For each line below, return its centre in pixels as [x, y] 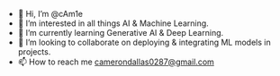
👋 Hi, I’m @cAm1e [50, 14]
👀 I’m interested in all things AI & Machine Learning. [113, 23]
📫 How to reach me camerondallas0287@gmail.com [116, 62]
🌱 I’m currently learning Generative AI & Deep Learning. [121, 33]
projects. [34, 52]
